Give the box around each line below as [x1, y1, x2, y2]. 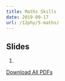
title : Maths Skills [6, 8, 57, 15]
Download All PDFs [6, 69, 53, 76]
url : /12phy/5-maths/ [6, 20, 60, 25]
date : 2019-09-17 [6, 14, 49, 20]
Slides [6, 41, 30, 51]
